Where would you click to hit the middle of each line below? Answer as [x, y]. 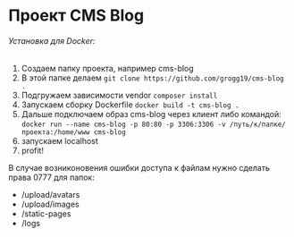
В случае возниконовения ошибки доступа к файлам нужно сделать [139, 168]
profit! [32, 151]
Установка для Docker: [52, 40]
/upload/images [50, 204]
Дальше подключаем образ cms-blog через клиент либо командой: [151, 114]
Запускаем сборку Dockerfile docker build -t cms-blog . [130, 105]
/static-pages [46, 214]
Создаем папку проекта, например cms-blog [107, 69]
